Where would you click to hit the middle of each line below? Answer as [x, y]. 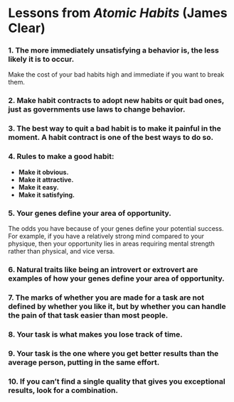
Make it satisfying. [47, 195]
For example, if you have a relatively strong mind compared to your [106, 236]
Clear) [27, 28]
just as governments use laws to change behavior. [97, 109]
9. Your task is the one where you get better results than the [113, 353]
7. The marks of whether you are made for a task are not [106, 298]
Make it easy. [38, 187]
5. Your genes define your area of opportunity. [90, 213]
